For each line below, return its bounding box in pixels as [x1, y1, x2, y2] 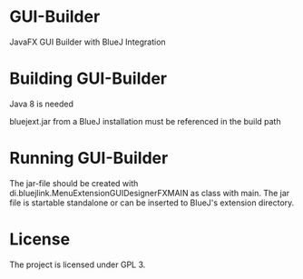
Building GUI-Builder [9, 68, 168, 89]
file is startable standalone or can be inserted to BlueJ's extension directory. [9, 197, 295, 208]
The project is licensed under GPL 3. [9, 259, 146, 270]
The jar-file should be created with [9, 177, 139, 188]
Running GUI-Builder [9, 148, 169, 169]
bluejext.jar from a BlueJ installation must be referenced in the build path [9, 115, 281, 126]
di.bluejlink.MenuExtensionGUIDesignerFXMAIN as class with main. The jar [9, 187, 290, 198]
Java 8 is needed [9, 98, 74, 109]
